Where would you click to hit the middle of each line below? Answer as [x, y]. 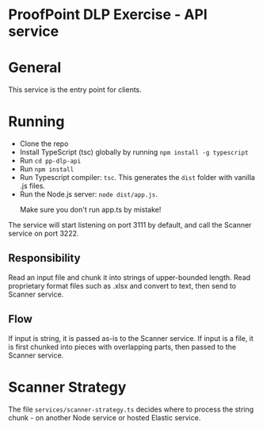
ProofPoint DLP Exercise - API [108, 15]
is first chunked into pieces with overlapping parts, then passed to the [122, 347]
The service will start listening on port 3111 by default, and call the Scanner [130, 225]
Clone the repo [44, 144]
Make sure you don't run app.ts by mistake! [90, 210]
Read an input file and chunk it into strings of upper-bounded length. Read [130, 277]
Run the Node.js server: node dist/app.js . [89, 194]
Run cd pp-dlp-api [50, 161]
